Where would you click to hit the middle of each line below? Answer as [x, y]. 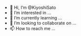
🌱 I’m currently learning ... [36, 18]
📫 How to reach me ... [32, 28]
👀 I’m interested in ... [30, 13]
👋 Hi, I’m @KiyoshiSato [33, 8]
